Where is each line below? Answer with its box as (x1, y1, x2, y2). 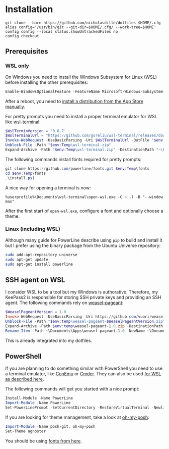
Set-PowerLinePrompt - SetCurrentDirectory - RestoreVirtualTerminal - (5, 405, 154, 410)
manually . (5, 104, 25, 110)
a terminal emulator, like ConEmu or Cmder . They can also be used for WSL (5, 371, 161, 377)
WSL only (5, 62, 29, 69)
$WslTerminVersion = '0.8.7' (5, 128, 66, 133)
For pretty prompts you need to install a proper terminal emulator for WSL (5, 113, 157, 119)
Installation (5, 4, 53, 15)
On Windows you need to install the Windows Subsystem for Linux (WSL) (5, 74, 157, 80)
